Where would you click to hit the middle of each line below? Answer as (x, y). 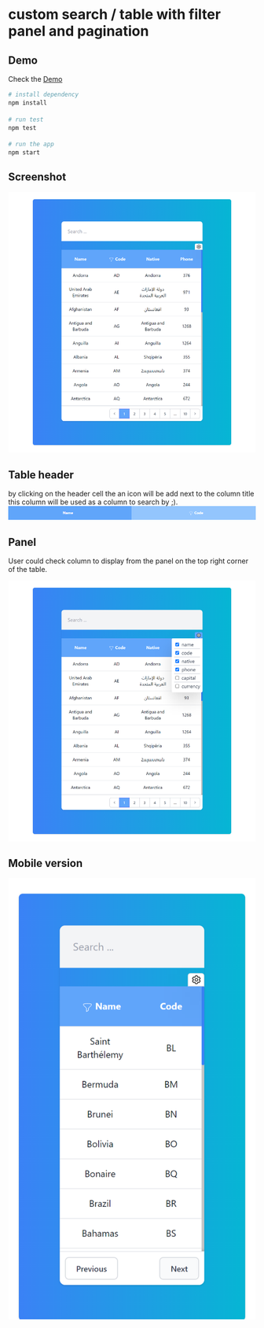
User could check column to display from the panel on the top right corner (128, 561)
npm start (24, 153)
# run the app (31, 144)
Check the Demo (35, 79)
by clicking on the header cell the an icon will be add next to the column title (131, 494)
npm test (22, 127)
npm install (27, 103)
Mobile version (46, 863)
